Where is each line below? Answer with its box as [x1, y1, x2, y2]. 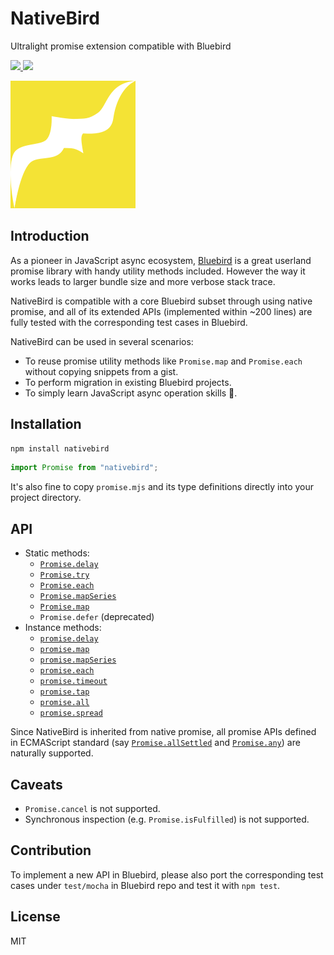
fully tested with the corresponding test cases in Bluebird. [10, 316, 248, 328]
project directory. [10, 492, 82, 504]
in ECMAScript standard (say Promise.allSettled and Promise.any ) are [10, 737, 301, 749]
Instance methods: [24, 622, 102, 634]
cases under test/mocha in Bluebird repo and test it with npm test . [10, 879, 281, 891]
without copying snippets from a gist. [24, 365, 179, 377]
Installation [10, 416, 82, 433]
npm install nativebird [10, 443, 110, 454]
